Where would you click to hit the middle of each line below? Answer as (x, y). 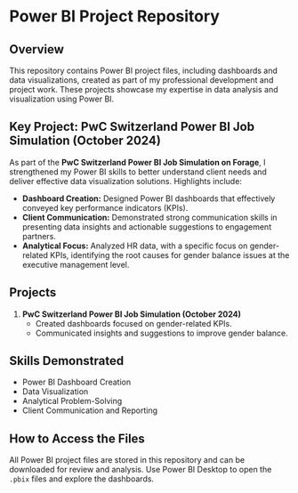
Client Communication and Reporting (90, 410)
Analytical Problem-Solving (72, 401)
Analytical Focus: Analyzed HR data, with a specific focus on (135, 246)
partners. (39, 236)
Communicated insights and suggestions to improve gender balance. (161, 333)
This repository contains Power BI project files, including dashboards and (144, 70)
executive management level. (76, 264)
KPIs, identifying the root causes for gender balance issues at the (170, 255)
